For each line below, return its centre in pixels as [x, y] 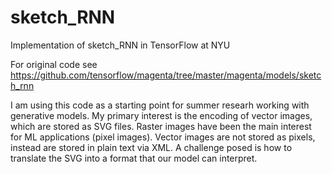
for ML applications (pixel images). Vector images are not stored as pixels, [163, 137]
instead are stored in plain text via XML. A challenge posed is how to [151, 147]
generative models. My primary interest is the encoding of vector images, [161, 115]
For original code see [54, 64]
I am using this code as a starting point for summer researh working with [160, 105]
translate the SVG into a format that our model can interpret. [134, 158]
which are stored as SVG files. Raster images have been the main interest [161, 126]
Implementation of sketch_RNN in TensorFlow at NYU [120, 45]
